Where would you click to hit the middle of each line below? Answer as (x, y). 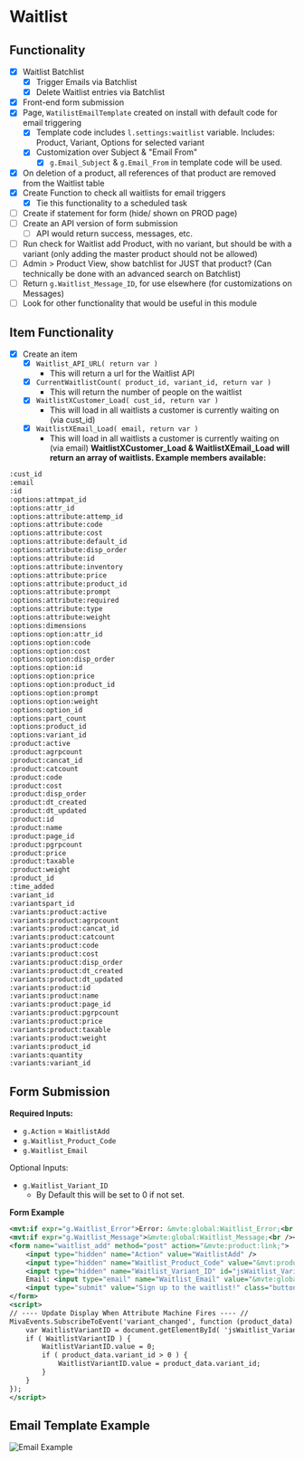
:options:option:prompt (54, 693)
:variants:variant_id (50, 1064)
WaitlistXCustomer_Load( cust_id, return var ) (127, 401)
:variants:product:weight (58, 1038)
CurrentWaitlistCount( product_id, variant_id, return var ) (153, 382)
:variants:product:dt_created (66, 970)
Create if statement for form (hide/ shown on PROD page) (130, 213)
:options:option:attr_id (56, 634)
